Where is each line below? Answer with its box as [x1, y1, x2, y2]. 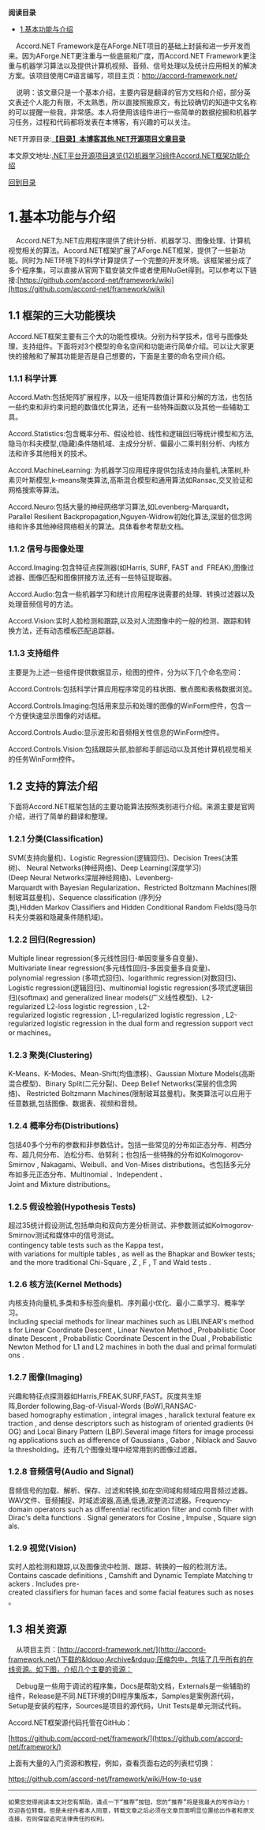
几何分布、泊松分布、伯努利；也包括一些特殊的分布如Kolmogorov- [28, 1150, 244, 1159]
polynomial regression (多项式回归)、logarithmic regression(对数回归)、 [8, 973, 241, 983]
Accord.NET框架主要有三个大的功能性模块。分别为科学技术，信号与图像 [8, 331, 241, 341]
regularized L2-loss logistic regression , [8, 1002, 137, 1011]
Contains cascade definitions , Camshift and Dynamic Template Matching [8, 1571, 247, 1580]
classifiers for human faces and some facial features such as [35, 1587, 233, 1597]
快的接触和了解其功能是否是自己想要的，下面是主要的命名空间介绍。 [8, 351, 230, 360]
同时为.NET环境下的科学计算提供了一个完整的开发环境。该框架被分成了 [21, 255, 252, 265]
